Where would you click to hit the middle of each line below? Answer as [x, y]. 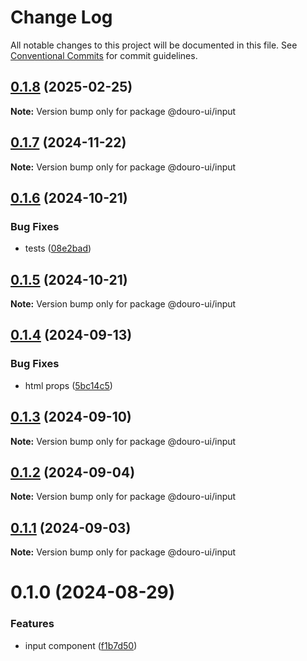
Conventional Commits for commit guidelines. [104, 55]
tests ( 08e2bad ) [58, 248]
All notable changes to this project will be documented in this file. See [154, 45]
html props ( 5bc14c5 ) [68, 385]
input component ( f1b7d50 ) [81, 645]
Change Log [61, 17]
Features [32, 624]
